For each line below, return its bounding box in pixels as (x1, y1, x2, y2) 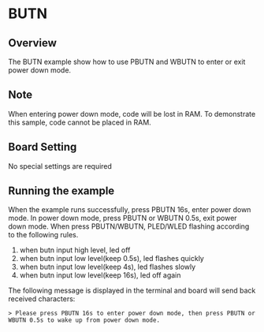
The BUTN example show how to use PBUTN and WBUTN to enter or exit (8, 57, 246, 66)
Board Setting (8, 140, 77, 154)
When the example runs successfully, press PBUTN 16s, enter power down (8, 205, 251, 214)
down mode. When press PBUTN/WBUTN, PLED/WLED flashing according (8, 222, 250, 231)
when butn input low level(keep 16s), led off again (19, 270, 181, 280)
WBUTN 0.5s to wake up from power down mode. (8, 316, 160, 324)
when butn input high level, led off (19, 245, 131, 255)
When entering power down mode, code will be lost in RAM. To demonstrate (8, 109, 256, 118)
